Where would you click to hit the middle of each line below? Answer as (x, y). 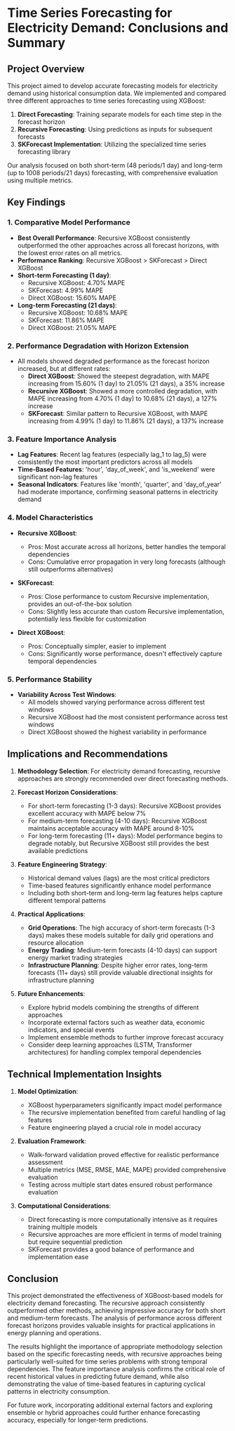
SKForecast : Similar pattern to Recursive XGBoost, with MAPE (118, 413)
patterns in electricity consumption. (59, 1392)
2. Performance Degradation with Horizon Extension (98, 346)
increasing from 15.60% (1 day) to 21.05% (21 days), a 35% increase (126, 383)
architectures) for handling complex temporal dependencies (115, 1052)
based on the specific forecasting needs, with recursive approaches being (115, 1354)
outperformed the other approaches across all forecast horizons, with (118, 245)
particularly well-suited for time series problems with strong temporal (107, 1362)
